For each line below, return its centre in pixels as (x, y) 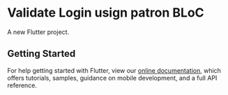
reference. (22, 85)
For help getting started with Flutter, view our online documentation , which (114, 70)
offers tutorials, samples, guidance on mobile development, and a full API (112, 78)
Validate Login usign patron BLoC (106, 13)
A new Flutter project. (38, 32)
